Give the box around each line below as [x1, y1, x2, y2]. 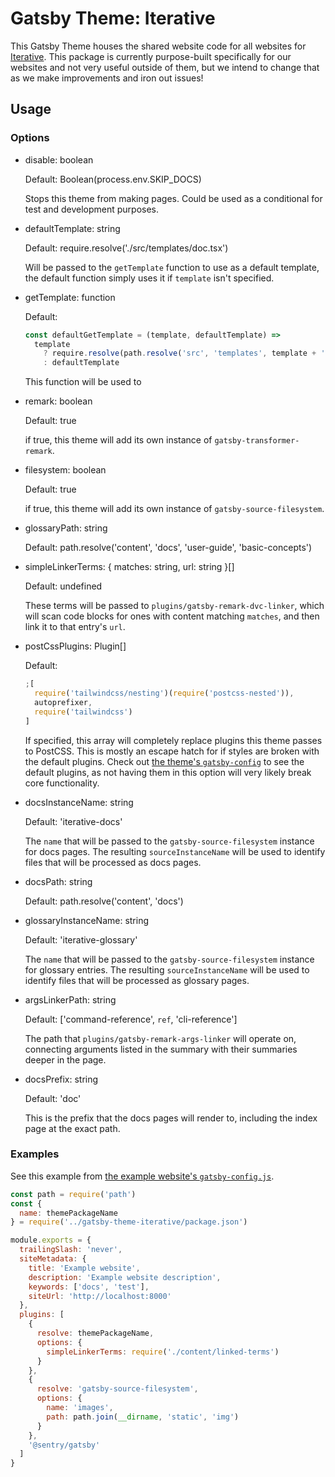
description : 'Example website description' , [28, 1272, 222, 1282]
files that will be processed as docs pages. [24, 856, 202, 868]
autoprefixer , [34, 697, 93, 707]
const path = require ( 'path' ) [10, 1189, 137, 1199]
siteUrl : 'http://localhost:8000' [28, 1291, 172, 1301]
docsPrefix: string [24, 1073, 99, 1085]
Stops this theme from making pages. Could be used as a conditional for [24, 192, 323, 204]
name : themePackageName [19, 1208, 118, 1218]
